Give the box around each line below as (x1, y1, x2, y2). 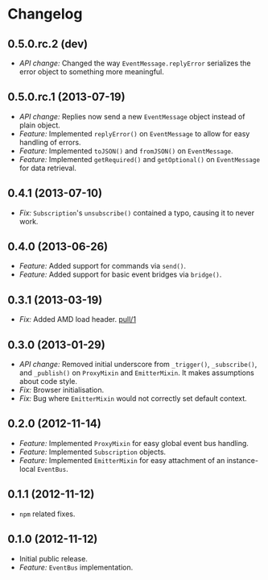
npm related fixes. (19, 509, 76, 519)
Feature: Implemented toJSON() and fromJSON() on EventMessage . (19, 146, 234, 156)
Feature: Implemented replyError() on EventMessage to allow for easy (19, 128, 250, 138)
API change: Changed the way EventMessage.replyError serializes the (19, 58, 251, 68)
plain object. (19, 120, 61, 130)
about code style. (19, 377, 78, 386)
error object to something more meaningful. (19, 67, 164, 77)
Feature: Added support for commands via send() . (19, 261, 187, 271)
